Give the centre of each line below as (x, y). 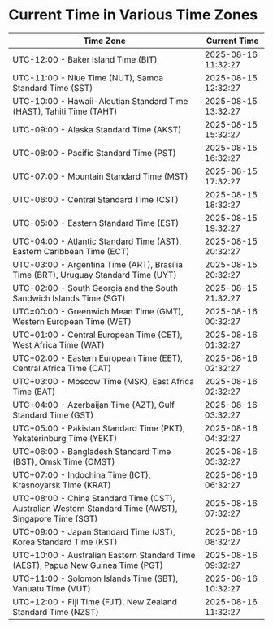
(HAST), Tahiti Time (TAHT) (65, 111)
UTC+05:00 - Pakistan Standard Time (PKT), (99, 428)
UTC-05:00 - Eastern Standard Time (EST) (96, 223)
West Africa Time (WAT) (59, 344)
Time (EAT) (34, 392)
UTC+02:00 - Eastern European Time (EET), (97, 357)
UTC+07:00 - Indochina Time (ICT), (82, 474)
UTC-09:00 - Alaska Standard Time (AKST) (97, 129)
